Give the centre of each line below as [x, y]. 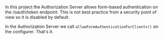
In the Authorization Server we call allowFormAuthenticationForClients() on [82, 26]
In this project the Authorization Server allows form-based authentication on [81, 7]
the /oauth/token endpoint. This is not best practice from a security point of [81, 12]
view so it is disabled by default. [37, 17]
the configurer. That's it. [29, 32]
